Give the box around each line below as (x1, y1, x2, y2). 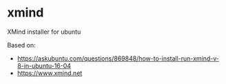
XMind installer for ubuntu (7, 28, 81, 36)
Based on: (7, 41, 36, 49)
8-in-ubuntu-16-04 (17, 61, 71, 70)
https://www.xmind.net (17, 69, 83, 77)
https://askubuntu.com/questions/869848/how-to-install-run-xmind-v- (17, 54, 219, 63)
